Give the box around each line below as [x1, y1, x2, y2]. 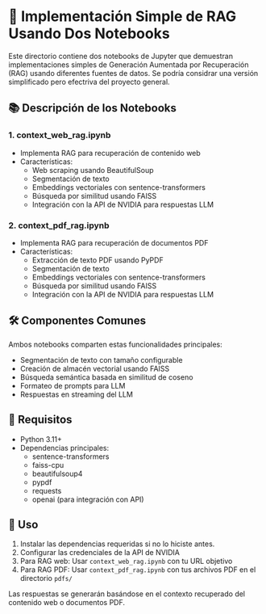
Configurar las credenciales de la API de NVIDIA [19, 548, 180, 557]
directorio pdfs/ [19, 574, 73, 583]
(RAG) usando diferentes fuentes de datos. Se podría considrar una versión [8, 68, 259, 78]
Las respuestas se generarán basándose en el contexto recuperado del [8, 589, 246, 599]
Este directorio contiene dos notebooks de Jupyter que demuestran [8, 51, 234, 61]
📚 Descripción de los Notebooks [8, 101, 177, 116]
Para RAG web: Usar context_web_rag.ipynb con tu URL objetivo [19, 557, 233, 566]
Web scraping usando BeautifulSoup [31, 165, 154, 175]
